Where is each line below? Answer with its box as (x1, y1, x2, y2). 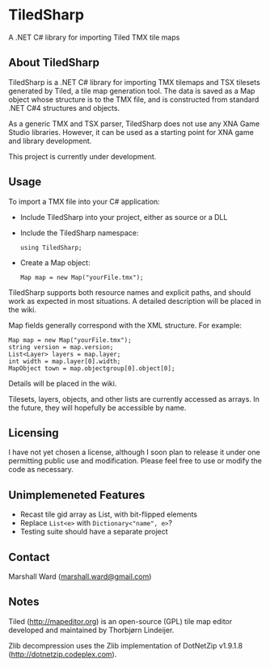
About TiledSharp (8, 56, 99, 70)
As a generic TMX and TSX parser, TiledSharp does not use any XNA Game (8, 119, 260, 129)
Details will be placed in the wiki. (8, 378, 117, 388)
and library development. (8, 136, 92, 146)
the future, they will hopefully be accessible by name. (8, 403, 187, 412)
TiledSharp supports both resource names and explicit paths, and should (8, 287, 251, 297)
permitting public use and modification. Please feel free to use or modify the (8, 456, 263, 466)
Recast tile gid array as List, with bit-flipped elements (19, 509, 198, 519)
